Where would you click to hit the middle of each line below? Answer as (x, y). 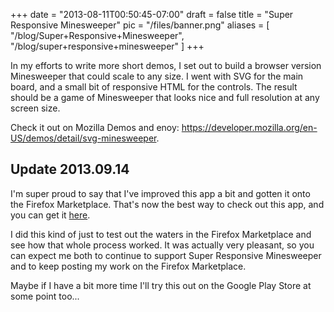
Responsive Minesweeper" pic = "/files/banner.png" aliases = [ (140, 25)
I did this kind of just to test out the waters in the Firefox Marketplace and (161, 234)
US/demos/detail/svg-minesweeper (83, 138)
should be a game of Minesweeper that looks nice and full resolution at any (165, 97)
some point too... (45, 296)
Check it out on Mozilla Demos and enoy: (95, 127)
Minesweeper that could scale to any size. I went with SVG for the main (157, 76)
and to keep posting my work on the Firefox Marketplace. (128, 266)
